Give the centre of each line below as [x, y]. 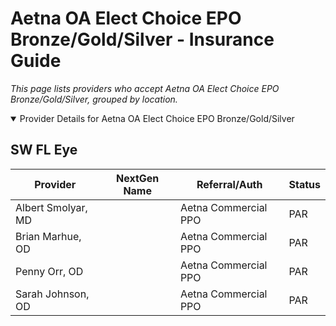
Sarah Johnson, [52, 294]
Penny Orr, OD [49, 271]
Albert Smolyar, [51, 207]
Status [304, 184]
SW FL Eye [44, 150]
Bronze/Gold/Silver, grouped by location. [94, 99]
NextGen [138, 178]
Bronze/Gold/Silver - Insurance [142, 39]
